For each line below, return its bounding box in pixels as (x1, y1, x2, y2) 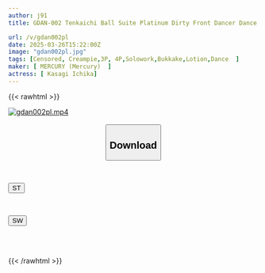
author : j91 (8, 11, 48, 20)
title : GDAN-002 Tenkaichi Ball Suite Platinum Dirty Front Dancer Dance (8, 19, 258, 27)
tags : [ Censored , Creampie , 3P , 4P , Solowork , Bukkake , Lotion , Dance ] (8, 55, 240, 63)
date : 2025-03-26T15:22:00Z (8, 40, 102, 48)
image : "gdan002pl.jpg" (8, 48, 87, 56)
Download (109, 139, 157, 151)
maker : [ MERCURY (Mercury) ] (8, 63, 112, 71)
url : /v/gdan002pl (8, 33, 69, 41)
